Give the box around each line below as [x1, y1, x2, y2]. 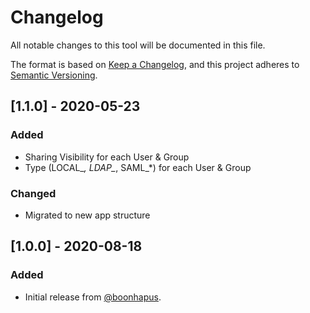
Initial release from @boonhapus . [24, 291, 162, 303]
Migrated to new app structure [24, 209, 151, 221]
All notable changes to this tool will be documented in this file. [10, 39, 266, 51]
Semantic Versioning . [10, 69, 98, 81]
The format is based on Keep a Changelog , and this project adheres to [10, 58, 300, 70]
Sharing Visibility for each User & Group [24, 151, 190, 163]
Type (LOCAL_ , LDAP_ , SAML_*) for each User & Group [24, 161, 252, 173]
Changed [10, 186, 57, 200]
